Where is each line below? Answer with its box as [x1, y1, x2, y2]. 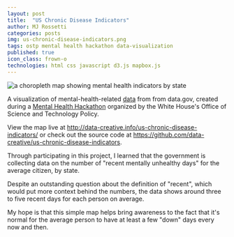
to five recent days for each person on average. [7, 194, 145, 203]
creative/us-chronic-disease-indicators [7, 137, 121, 146]
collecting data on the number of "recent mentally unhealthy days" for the [7, 158, 220, 167]
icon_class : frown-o [7, 56, 68, 63]
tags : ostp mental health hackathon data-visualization [7, 43, 173, 49]
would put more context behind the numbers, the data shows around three [7, 187, 221, 195]
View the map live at [7, 123, 66, 131]
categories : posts [7, 29, 61, 37]
